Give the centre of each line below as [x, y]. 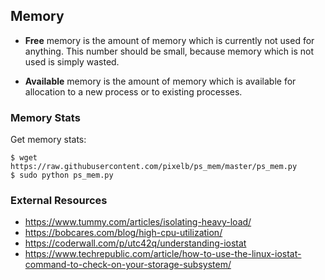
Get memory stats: [48, 140]
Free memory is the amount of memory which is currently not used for [169, 40]
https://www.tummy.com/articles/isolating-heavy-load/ [138, 222]
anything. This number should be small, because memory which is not [169, 51]
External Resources [59, 201]
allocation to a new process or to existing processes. [133, 91]
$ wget [24, 158]
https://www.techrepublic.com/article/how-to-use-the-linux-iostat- [163, 254]
